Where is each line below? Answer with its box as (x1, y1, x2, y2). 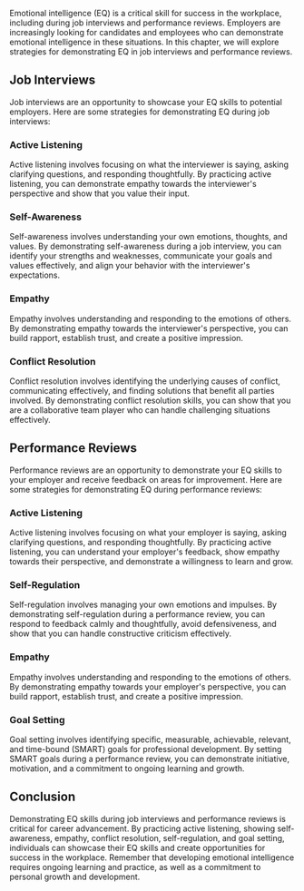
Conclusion (9, 789, 76, 805)
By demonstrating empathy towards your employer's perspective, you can (9, 680, 287, 692)
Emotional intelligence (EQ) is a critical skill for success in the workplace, (9, 8, 282, 18)
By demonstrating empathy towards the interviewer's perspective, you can (9, 322, 289, 334)
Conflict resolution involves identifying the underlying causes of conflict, (9, 376, 281, 387)
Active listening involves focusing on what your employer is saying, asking (9, 527, 288, 538)
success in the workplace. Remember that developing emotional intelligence (9, 852, 295, 863)
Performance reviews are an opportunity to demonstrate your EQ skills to (9, 465, 283, 475)
